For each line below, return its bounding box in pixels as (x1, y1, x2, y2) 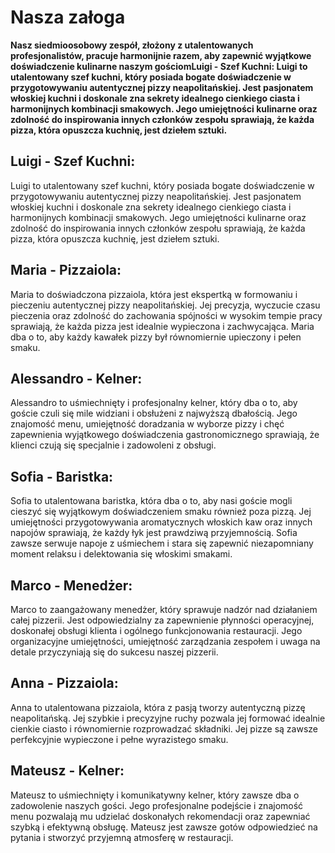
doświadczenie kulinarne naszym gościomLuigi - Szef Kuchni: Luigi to (10, 60, 308, 72)
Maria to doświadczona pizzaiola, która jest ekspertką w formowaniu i (10, 288, 298, 300)
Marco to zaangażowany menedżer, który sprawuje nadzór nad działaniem (10, 604, 318, 615)
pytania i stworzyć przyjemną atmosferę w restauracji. (10, 831, 234, 843)
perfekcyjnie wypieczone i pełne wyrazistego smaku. (10, 733, 229, 745)
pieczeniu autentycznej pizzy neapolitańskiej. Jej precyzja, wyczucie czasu (10, 299, 321, 311)
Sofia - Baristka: (10, 468, 114, 485)
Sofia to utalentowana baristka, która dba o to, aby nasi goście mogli (10, 495, 293, 507)
